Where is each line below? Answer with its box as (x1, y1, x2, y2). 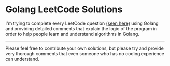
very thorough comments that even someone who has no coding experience (5, 50, 164, 56)
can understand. (5, 56, 39, 62)
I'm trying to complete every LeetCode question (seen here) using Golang (5, 20, 159, 26)
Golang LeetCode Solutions (5, 4, 123, 15)
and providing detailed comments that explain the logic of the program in (5, 25, 157, 31)
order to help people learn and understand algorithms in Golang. (5, 31, 139, 37)
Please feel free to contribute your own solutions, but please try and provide (5, 45, 164, 51)
